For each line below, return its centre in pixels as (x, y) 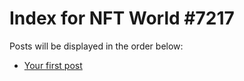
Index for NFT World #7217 (122, 18)
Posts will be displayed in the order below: (96, 46)
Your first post (53, 65)
